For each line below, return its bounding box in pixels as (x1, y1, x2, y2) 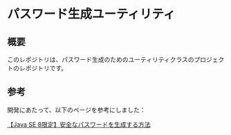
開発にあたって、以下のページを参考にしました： (7, 105, 147, 114)
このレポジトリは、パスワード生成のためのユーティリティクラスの (7, 56, 195, 63)
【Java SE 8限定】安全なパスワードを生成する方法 (7, 120, 151, 128)
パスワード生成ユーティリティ (7, 6, 176, 22)
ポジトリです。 (25, 64, 68, 72)
